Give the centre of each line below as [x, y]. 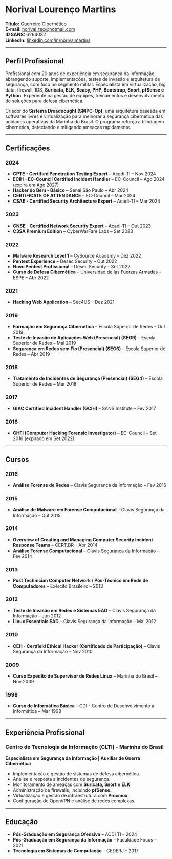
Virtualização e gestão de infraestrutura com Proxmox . [71, 795]
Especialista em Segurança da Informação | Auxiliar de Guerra [73, 758]
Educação [22, 822]
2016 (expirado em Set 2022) [44, 438]
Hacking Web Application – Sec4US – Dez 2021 [63, 302]
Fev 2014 [22, 556]
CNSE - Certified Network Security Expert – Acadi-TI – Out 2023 [82, 226]
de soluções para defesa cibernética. [45, 101]
